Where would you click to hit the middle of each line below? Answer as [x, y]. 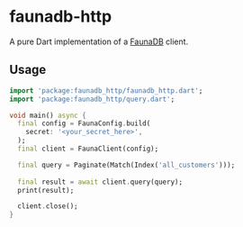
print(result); [46, 190]
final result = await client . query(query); [100, 182]
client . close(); [48, 206]
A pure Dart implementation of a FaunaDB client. [99, 41]
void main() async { [48, 115]
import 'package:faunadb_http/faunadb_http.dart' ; [106, 91]
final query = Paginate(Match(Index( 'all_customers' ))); [126, 165]
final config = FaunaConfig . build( [84, 123]
